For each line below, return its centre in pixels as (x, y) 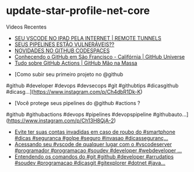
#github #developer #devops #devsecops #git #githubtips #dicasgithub (92, 85)
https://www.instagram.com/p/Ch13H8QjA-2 (61, 120)
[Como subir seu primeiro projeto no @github (69, 74)
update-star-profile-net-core (78, 11)
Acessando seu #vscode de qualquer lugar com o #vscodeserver (93, 144)
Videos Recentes (26, 27)
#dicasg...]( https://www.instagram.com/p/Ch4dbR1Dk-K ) (74, 92)
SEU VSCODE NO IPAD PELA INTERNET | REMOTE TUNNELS (88, 38)
